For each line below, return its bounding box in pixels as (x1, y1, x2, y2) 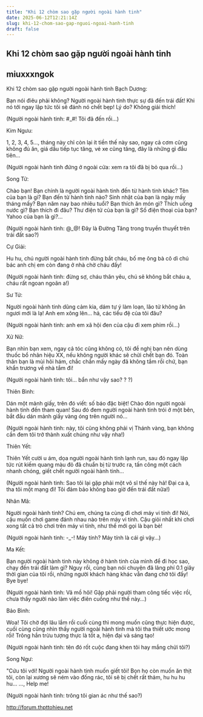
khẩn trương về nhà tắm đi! (6, 365, 74, 372)
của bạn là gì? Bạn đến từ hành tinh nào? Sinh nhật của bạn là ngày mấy (6, 194, 186, 201)
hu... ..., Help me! (6, 680, 49, 688)
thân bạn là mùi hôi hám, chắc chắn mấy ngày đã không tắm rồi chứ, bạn (6, 358, 188, 365)
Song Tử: (6, 175, 29, 183)
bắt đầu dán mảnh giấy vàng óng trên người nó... (6, 413, 128, 420)
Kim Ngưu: (6, 127, 33, 135)
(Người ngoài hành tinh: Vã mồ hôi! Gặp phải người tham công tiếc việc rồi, (6, 589, 192, 596)
